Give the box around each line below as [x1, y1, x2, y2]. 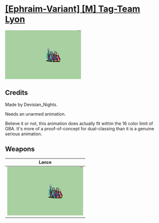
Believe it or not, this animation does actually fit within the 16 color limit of [5, 121, 153, 126]
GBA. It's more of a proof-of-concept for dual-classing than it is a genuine [5, 125, 155, 131]
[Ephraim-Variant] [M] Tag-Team [5, 3, 140, 15]
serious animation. [5, 131, 43, 137]
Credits [5, 89, 28, 97]
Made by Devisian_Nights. [5, 101, 58, 107]
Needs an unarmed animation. [5, 111, 66, 117]
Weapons [5, 145, 35, 153]
